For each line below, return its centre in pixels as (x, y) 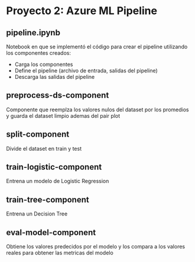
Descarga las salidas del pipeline (55, 77)
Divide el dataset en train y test (44, 148)
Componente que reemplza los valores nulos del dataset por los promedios (97, 110)
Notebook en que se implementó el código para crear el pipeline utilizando (97, 47)
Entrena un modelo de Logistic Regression (58, 181)
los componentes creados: (38, 53)
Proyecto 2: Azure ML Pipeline (82, 11)
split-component (38, 135)
